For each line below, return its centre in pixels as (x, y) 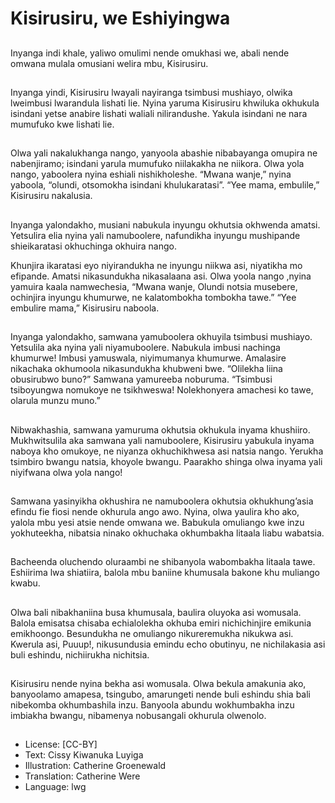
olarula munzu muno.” (55, 401)
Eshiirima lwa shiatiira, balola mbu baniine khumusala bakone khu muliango (165, 573)
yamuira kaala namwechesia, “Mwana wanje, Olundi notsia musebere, (154, 286)
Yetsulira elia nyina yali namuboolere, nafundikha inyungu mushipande (155, 235)
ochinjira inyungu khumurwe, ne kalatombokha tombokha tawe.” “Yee (153, 297)
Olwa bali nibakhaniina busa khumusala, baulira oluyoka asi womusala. (156, 612)
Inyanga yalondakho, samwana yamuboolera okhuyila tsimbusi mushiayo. (161, 337)
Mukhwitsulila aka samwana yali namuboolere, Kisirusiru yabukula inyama (162, 440)
